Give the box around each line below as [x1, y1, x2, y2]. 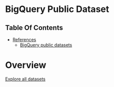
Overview [5, 59, 46, 71]
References [12, 36, 36, 42]
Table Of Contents [5, 23, 63, 32]
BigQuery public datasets [19, 42, 72, 48]
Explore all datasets [5, 76, 46, 82]
